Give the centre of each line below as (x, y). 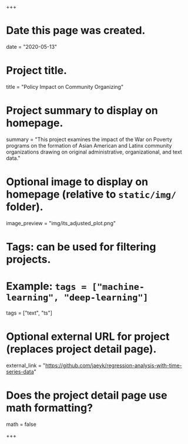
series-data (20, 372)
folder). (25, 207)
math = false (21, 424)
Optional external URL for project (88, 337)
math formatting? (49, 408)
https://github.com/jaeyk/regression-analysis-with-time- (113, 365)
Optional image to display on (77, 182)
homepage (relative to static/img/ (91, 194)
